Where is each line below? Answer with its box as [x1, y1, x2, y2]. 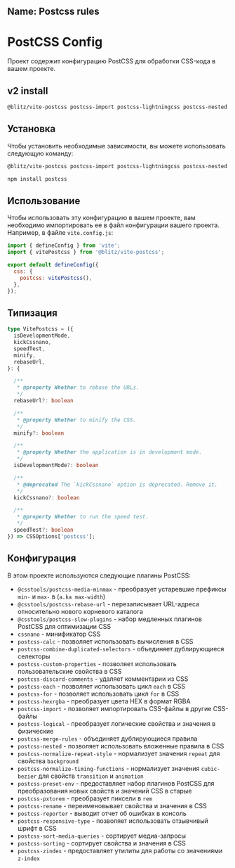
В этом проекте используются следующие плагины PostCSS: [7, 571, 191, 580]
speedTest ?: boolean [13, 527, 74, 534]
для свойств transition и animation [38, 772, 144, 780]
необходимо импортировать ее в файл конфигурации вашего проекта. [7, 221, 220, 229]
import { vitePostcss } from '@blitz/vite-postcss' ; [7, 249, 165, 256]
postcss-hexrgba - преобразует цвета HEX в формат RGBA [17, 696, 191, 706]
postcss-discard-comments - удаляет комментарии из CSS [17, 675, 189, 683]
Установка [7, 123, 56, 135]
